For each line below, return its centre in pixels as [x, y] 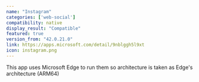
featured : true [25, 34]
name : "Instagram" [29, 12]
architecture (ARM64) [33, 73]
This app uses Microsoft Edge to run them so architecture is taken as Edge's [99, 67]
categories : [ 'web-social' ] [41, 17]
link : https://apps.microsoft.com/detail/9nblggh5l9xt [75, 45]
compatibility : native [34, 23]
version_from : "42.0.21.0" [40, 39]
